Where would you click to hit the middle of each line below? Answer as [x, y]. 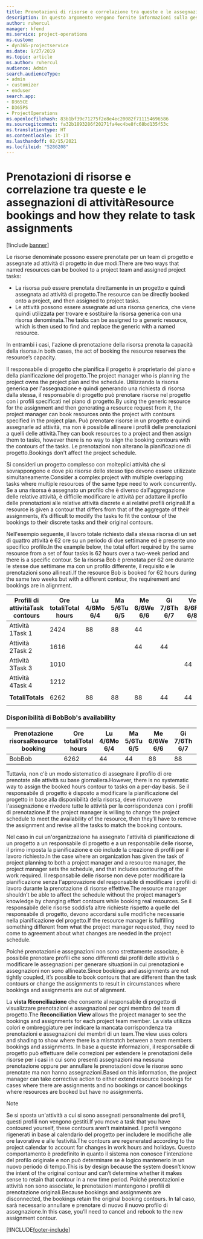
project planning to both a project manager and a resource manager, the [96, 862]
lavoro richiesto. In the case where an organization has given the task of [95, 856]
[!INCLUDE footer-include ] [38, 1229]
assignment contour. [32, 1218]
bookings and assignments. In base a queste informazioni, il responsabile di [101, 1047]
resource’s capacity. [31, 357]
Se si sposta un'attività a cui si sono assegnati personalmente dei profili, [96, 1115]
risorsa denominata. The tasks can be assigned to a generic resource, [101, 320]
